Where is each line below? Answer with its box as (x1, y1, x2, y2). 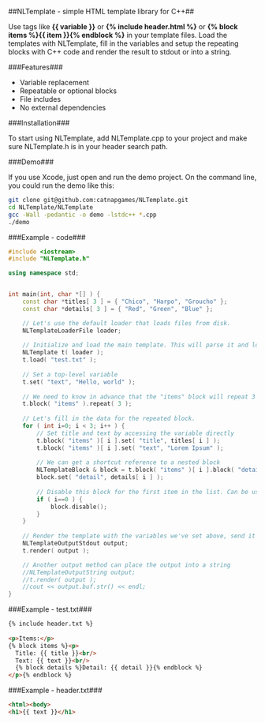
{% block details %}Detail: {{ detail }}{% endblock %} (15, 664, 203, 672)
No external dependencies (19, 103, 106, 112)
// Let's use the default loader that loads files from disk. (22, 319, 231, 327)
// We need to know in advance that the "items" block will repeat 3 (22, 392, 256, 401)
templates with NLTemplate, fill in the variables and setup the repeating (8, 39, 239, 48)
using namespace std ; (8, 269, 80, 277)
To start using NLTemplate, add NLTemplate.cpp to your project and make (8, 133, 248, 143)
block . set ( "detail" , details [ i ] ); (36, 474, 164, 481)
